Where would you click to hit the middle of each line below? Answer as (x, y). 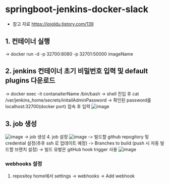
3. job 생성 (21, 124)
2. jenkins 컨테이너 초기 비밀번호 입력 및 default (77, 71)
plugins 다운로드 (30, 81)
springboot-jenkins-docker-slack (77, 9)
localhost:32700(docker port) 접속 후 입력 (48, 106)
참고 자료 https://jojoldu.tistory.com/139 (53, 24)
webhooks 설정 (24, 164)
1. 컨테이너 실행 (28, 41)
